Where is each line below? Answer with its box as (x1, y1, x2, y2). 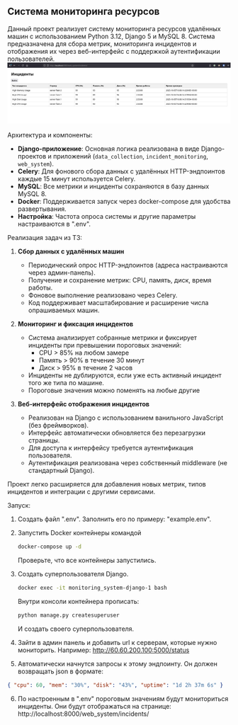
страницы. (28, 436, 60, 445)
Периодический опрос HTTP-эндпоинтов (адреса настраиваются (28, 261, 228, 270)
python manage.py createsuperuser (17, 612, 120, 619)
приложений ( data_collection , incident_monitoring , (52, 152, 209, 161)
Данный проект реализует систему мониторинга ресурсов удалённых (7, 24, 221, 33)
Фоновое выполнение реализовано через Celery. (28, 291, 178, 299)
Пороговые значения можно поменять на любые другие (28, 386, 200, 395)
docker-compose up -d (17, 543, 81, 551)
